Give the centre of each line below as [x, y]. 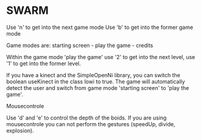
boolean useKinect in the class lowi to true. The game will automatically [96, 81]
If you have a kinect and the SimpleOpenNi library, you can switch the [94, 75]
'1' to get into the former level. [44, 63]
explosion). [20, 130]
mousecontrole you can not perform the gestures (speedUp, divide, [91, 124]
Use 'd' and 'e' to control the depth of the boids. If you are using [87, 118]
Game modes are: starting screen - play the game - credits [80, 45]
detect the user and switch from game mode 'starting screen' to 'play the [98, 87]
